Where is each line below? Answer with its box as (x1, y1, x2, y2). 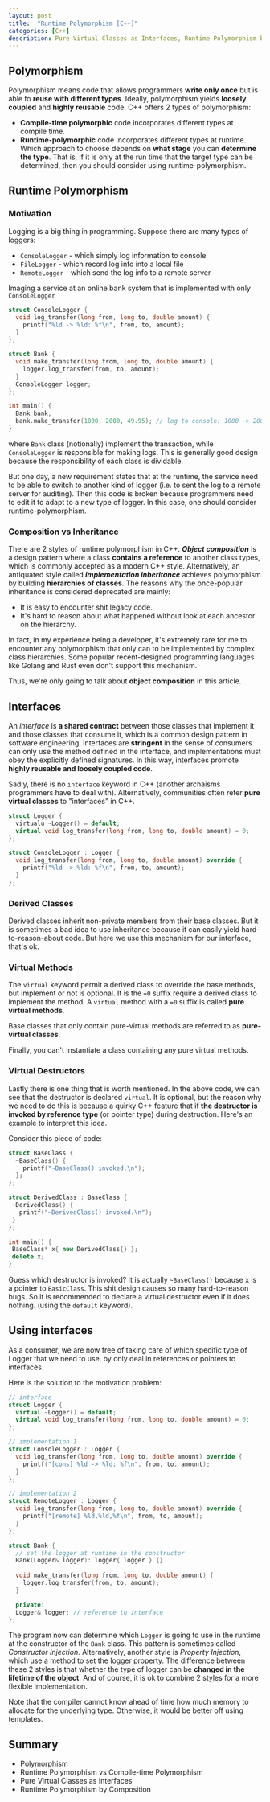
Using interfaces (8, 1324, 94, 1337)
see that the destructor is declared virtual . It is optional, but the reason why (8, 1092, 262, 1102)
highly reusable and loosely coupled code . (8, 763, 153, 773)
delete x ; (11, 1253, 45, 1261)
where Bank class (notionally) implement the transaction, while (8, 439, 215, 449)
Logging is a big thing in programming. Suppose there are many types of (8, 226, 249, 236)
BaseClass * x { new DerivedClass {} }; (11, 1246, 138, 1254)
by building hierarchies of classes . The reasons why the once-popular (8, 578, 243, 588)
